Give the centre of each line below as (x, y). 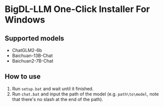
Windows (25, 20)
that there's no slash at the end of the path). (58, 99)
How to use (23, 77)
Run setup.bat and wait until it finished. (53, 88)
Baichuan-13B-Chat (32, 55)
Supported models (34, 38)
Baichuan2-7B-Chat (33, 61)
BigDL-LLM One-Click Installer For (77, 9)
